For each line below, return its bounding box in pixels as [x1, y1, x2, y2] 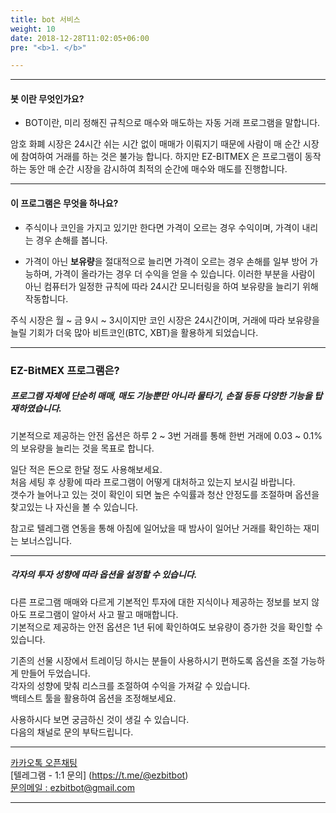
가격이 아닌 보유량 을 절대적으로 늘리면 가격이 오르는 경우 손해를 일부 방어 [24, 255, 308, 267]
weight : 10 [10, 24, 56, 34]
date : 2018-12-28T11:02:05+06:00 [10, 33, 150, 43]
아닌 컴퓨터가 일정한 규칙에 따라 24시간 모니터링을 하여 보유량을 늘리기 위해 [24, 280, 319, 292]
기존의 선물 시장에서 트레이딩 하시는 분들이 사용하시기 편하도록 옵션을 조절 [10, 654, 299, 666]
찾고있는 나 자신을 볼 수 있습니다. [10, 501, 139, 513]
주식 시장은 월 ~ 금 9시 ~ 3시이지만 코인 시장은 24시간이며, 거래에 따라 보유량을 [10, 314, 320, 326]
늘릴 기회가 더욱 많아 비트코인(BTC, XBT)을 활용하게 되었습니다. [10, 326, 259, 338]
